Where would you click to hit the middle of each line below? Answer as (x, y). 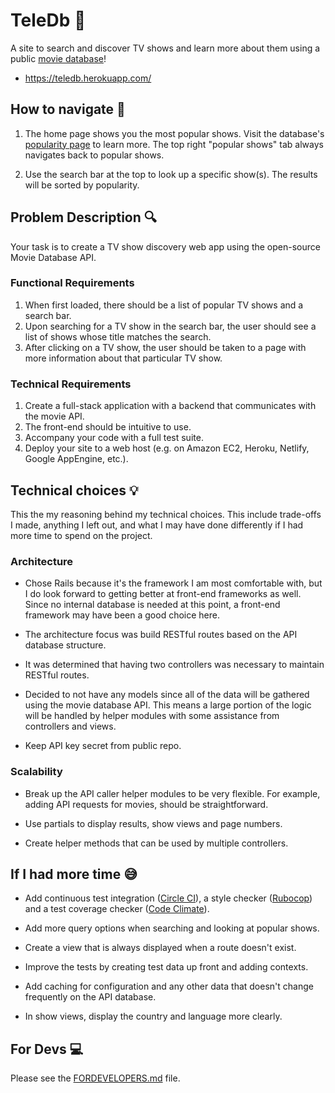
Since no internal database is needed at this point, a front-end (152, 605)
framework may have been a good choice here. (122, 615)
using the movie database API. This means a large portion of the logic (168, 705)
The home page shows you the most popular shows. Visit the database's (174, 133)
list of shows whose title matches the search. (118, 336)
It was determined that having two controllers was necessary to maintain (174, 665)
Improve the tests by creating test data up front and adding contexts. (166, 967)
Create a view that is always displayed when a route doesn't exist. (160, 948)
